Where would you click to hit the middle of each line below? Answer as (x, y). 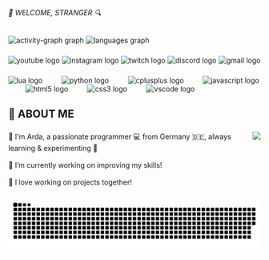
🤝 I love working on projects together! (70, 182)
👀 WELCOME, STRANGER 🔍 (55, 12)
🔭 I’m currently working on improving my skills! (85, 165)
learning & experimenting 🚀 (53, 148)
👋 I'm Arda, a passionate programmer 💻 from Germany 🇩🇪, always (120, 136)
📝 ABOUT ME (41, 114)
